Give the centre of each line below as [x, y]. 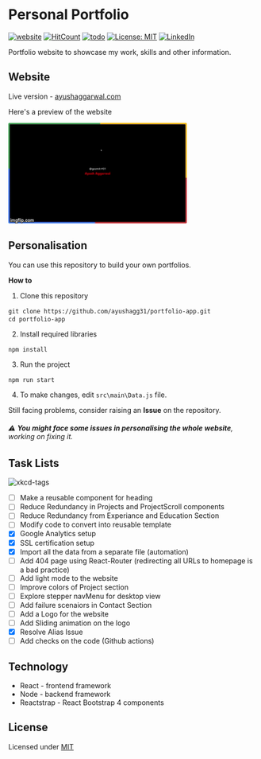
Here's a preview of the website [60, 111]
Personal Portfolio [69, 15]
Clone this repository [54, 295]
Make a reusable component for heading [86, 498]
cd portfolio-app [37, 319]
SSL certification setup [57, 543]
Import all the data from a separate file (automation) [104, 551]
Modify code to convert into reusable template [96, 525]
